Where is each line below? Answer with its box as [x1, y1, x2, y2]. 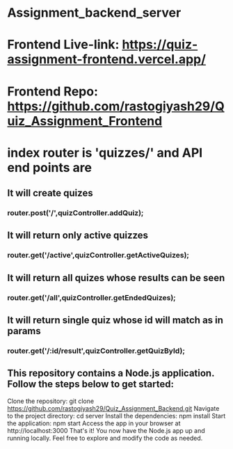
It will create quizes [7, 187, 93, 199]
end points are [7, 159, 93, 175]
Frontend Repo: [7, 84, 99, 99]
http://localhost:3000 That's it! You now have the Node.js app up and [7, 426, 205, 434]
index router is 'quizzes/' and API [7, 145, 203, 161]
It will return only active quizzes [7, 230, 148, 242]
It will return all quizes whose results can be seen [7, 271, 225, 283]
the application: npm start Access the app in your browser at [7, 419, 181, 427]
